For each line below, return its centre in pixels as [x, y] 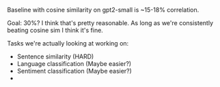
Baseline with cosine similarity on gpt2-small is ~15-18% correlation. [103, 10]
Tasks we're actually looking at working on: [68, 43]
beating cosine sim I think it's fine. [55, 30]
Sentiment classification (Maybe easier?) [74, 71]
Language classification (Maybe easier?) [74, 64]
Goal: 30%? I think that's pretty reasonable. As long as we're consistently [110, 23]
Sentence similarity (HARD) [55, 56]
